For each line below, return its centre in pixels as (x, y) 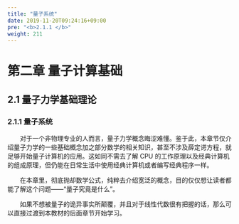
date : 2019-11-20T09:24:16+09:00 (57, 21)
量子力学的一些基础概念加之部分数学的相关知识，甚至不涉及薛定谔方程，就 (122, 147)
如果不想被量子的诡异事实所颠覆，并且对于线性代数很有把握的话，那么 (123, 204)
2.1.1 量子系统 (30, 122)
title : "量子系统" (33, 14)
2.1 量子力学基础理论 (52, 99)
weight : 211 (25, 34)
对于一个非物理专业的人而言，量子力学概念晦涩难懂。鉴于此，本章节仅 (123, 139)
